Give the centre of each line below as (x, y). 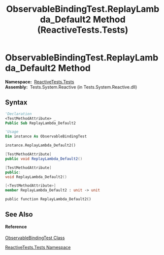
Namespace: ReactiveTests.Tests (40, 82)
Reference (16, 227)
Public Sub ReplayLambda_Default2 (41, 123)
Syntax (16, 103)
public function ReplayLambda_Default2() (48, 199)
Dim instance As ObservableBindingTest (46, 136)
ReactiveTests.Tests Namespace (38, 247)
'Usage (12, 132)
